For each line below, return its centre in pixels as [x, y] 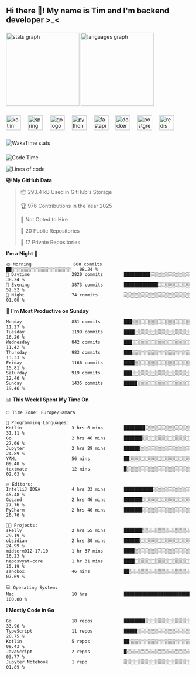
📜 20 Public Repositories [50, 231]
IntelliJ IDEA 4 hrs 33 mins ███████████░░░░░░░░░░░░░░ [98, 490]
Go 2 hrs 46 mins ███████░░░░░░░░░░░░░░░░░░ [98, 438]
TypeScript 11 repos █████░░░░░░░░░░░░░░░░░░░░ [98, 631]
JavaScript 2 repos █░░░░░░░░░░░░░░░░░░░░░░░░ [98, 652]
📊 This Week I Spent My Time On [47, 400]
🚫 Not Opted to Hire [44, 220]
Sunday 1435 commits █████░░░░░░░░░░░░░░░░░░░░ [98, 383]
